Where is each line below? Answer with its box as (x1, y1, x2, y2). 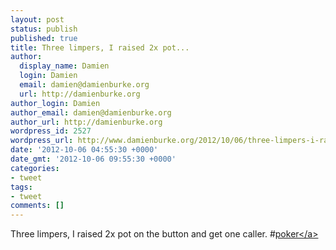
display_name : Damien (19, 61, 110, 71)
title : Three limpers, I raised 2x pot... (10, 42, 190, 53)
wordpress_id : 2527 (10, 126, 92, 136)
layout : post (10, 14, 65, 25)
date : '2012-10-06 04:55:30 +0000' (10, 145, 159, 155)
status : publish (10, 24, 78, 34)
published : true (10, 33, 78, 43)
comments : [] (10, 201, 65, 211)
